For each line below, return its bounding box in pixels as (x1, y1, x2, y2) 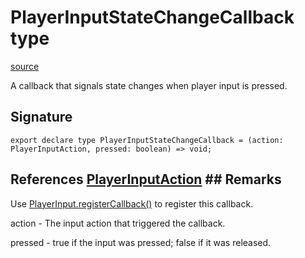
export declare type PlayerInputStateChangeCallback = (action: (10, 135, 284, 145)
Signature (10, 109, 73, 126)
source (10, 60, 40, 72)
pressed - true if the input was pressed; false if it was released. (10, 236, 272, 248)
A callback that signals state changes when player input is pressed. (10, 79, 288, 91)
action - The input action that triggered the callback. (10, 217, 226, 229)
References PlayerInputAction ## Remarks (10, 171, 282, 188)
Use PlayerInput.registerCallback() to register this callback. (10, 197, 254, 210)
